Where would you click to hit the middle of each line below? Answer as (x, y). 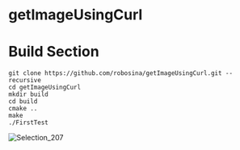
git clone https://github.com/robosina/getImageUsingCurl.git (115, 73)
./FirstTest (28, 123)
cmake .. (23, 109)
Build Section (54, 52)
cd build (23, 102)
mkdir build (28, 94)
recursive (25, 81)
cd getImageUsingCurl (45, 87)
